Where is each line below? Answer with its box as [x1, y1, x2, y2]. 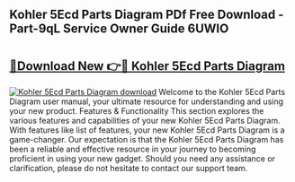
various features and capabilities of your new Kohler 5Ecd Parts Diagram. [9, 116, 281, 126]
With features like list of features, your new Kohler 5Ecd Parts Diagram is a [9, 125, 285, 135]
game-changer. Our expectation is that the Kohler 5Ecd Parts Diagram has [9, 134, 284, 144]
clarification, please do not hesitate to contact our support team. [9, 163, 248, 173]
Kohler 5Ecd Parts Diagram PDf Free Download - [9, 7, 284, 22]
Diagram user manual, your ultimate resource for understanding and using [9, 96, 284, 107]
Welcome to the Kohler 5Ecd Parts [158, 87, 286, 97]
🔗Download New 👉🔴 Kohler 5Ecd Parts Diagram [9, 58, 286, 74]
